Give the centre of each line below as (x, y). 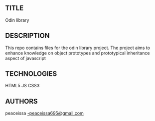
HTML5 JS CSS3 (22, 86)
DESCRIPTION (27, 36)
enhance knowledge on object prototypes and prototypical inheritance (77, 53)
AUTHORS (22, 101)
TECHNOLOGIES (31, 74)
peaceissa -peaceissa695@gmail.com (44, 113)
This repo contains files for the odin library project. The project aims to (78, 48)
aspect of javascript (26, 58)
